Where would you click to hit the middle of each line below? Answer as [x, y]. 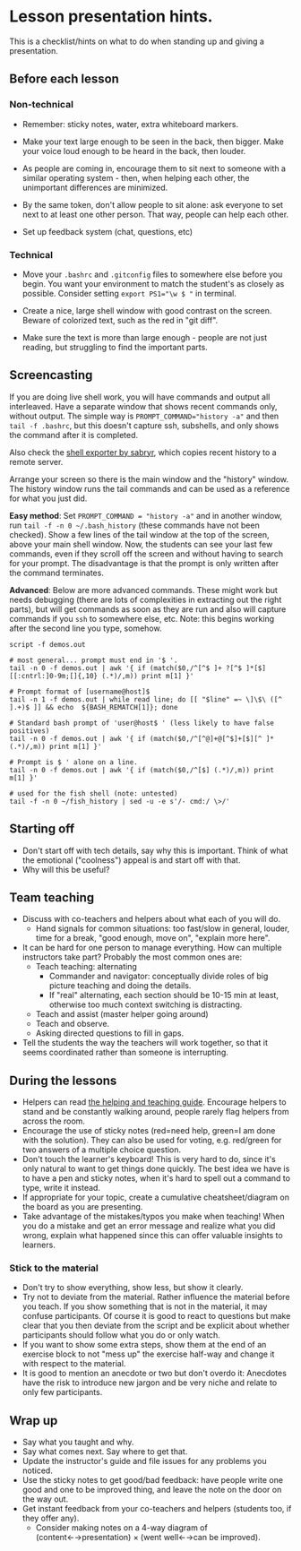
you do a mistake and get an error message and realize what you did [149, 1226]
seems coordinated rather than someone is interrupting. [125, 1052]
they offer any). [51, 1518]
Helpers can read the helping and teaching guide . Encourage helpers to [154, 1102]
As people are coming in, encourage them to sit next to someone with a [154, 168]
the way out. [45, 1499]
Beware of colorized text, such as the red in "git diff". [120, 320]
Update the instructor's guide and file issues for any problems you [144, 1461]
